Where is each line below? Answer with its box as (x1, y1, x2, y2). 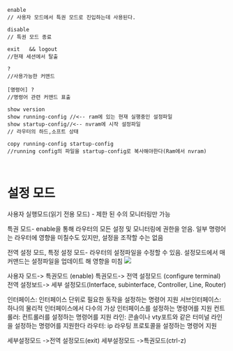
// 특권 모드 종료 (7, 33, 52, 40)
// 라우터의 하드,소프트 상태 (7, 128, 79, 135)
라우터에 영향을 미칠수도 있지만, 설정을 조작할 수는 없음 (14, 233, 164, 241)
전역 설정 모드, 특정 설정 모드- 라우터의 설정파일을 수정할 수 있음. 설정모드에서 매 (7, 248, 225, 256)
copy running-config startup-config (7, 140, 114, 147)
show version (7, 106, 45, 113)
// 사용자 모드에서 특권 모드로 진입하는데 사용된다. (7, 14, 136, 21)
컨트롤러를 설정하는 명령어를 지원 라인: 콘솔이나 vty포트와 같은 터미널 (22, 313, 210, 321)
